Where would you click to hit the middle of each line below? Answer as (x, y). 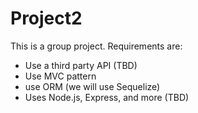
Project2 (46, 18)
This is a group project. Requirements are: (96, 46)
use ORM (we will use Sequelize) (92, 86)
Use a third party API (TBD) (81, 65)
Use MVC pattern (60, 76)
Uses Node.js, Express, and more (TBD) (107, 97)
